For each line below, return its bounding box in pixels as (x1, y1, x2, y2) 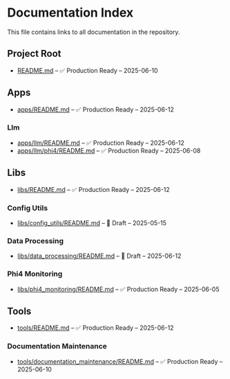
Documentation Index (7, 5, 133, 21)
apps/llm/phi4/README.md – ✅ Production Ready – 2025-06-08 (17, 146, 201, 155)
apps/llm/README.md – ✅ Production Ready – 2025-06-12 (17, 139, 185, 147)
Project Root (7, 48, 61, 60)
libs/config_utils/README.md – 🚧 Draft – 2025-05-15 (17, 218, 167, 227)
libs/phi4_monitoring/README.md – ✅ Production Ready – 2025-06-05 (17, 285, 220, 293)
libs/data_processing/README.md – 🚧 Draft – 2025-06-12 (17, 252, 182, 261)
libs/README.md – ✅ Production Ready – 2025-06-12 (17, 185, 171, 193)
